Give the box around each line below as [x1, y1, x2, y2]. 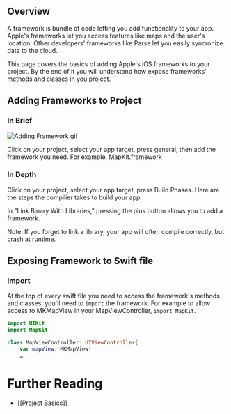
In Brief [7, 116, 33, 125]
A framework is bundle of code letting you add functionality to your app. [7, 24, 214, 32]
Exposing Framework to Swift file [7, 255, 154, 267]
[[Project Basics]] [17, 399, 67, 407]
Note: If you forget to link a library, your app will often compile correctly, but [7, 227, 225, 236]
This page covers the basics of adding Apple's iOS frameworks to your [7, 59, 210, 68]
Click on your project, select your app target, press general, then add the [7, 145, 216, 153]
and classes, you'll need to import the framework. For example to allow [7, 299, 211, 307]
